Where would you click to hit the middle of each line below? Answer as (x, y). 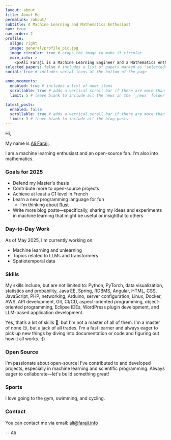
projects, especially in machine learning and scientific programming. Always (85, 368)
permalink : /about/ (26, 19)
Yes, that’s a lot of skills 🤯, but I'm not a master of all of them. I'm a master (83, 322)
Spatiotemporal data (34, 261)
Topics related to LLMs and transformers (55, 255)
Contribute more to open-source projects (56, 189)
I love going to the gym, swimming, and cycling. (55, 398)
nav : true (16, 29)
